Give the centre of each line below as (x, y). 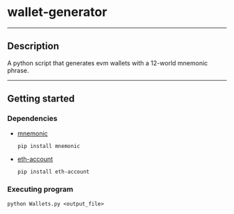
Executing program (40, 190)
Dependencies (32, 119)
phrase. (18, 70)
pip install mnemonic (48, 147)
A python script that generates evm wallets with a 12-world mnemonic (108, 63)
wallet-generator (57, 12)
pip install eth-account (53, 172)
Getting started (41, 99)
